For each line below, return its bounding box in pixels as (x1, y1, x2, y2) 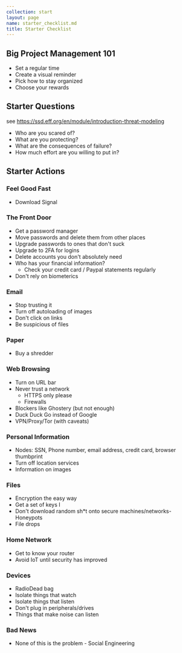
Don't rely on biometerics (15, 272, 79, 279)
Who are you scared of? (15, 129, 76, 137)
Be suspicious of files (15, 321, 69, 328)
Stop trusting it (15, 301, 53, 309)
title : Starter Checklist (6, 26, 71, 32)
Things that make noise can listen (15, 610, 99, 618)
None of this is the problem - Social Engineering (15, 640, 135, 647)
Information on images (15, 466, 71, 473)
